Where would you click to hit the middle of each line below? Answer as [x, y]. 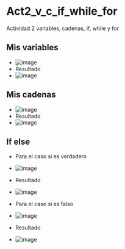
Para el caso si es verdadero [51, 156]
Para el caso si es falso [44, 204]
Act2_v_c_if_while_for [62, 11]
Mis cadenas [31, 95]
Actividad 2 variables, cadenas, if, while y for [62, 28]
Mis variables [33, 48]
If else [18, 141]
